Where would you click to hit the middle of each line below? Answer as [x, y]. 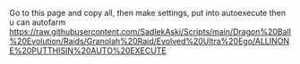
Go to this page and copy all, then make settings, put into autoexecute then [148, 13]
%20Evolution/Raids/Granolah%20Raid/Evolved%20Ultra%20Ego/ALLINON [150, 41]
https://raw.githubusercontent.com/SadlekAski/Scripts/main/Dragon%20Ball [150, 32]
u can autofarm [37, 22]
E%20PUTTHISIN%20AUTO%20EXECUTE [88, 51]
